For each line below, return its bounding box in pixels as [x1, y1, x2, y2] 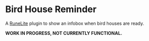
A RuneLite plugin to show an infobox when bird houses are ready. [5, 20, 144, 26]
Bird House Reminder [5, 4, 97, 15]
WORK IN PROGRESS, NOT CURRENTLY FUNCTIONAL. [5, 30, 123, 36]
